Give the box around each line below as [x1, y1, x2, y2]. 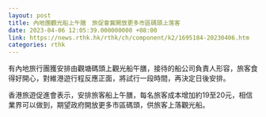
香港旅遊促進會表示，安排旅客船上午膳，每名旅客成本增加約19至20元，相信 [8, 90, 253, 100]
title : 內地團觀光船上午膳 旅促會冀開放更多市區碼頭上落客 [8, 19, 180, 27]
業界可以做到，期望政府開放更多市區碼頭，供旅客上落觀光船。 [8, 100, 210, 110]
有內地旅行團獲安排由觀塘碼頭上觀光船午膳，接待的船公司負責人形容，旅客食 [8, 64, 258, 74]
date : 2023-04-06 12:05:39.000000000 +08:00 [8, 26, 158, 34]
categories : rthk [8, 41, 66, 49]
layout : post [8, 11, 51, 20]
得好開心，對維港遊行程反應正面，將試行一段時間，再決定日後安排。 [8, 74, 230, 83]
